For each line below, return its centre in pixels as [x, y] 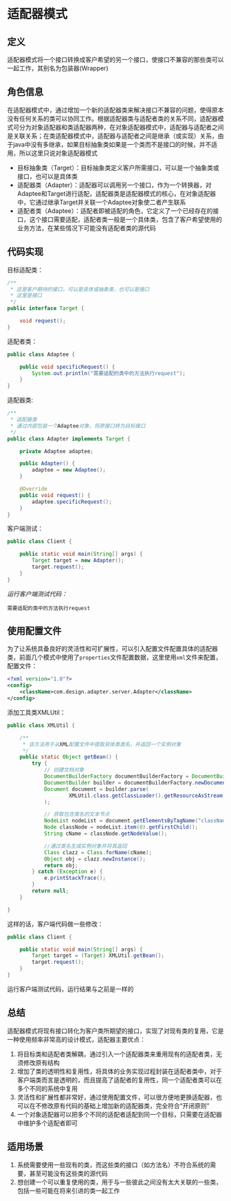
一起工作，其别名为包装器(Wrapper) [58, 68]
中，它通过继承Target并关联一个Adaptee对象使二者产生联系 [101, 202]
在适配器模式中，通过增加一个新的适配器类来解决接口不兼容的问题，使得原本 [115, 110]
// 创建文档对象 [64, 770]
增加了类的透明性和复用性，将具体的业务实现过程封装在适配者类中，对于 [119, 1071]
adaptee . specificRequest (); [72, 502]
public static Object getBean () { [69, 757]
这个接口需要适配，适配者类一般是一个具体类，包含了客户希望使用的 [125, 219]
